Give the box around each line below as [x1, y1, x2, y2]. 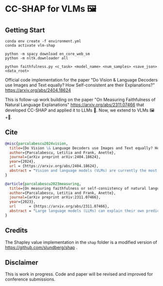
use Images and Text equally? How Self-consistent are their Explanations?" [5, 82, 155, 88]
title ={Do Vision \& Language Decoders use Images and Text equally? [9, 145, 153, 150]
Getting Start [5, 26, 45, 34]
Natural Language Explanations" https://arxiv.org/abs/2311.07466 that [5, 102, 145, 108]
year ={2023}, [9, 199, 36, 205]
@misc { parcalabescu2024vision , [5, 141, 68, 146]
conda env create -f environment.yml [5, 39, 81, 44]
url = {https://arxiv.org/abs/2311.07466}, [9, 204, 110, 209]
